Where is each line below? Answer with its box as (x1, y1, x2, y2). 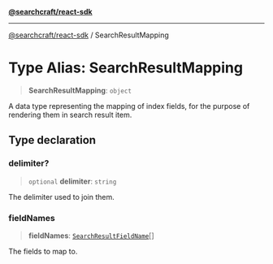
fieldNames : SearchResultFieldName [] (28, 231, 154, 240)
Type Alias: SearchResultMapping (8, 58, 244, 77)
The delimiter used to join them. (8, 192, 115, 201)
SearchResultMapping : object (28, 85, 132, 95)
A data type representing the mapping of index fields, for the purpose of (8, 101, 250, 110)
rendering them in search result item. (8, 110, 132, 119)
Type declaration (8, 133, 96, 147)
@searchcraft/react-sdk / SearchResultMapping (8, 30, 169, 40)
